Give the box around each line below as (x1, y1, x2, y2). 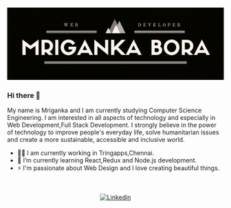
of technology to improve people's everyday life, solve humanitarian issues (7, 128, 219, 136)
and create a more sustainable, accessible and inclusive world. (7, 136, 185, 144)
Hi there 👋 (7, 90, 41, 100)
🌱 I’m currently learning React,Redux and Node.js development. (16, 156, 197, 165)
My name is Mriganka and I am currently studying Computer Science (7, 106, 202, 114)
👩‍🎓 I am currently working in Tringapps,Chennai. (16, 149, 155, 157)
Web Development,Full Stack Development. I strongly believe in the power (7, 121, 217, 129)
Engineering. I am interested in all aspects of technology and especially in (7, 114, 216, 122)
